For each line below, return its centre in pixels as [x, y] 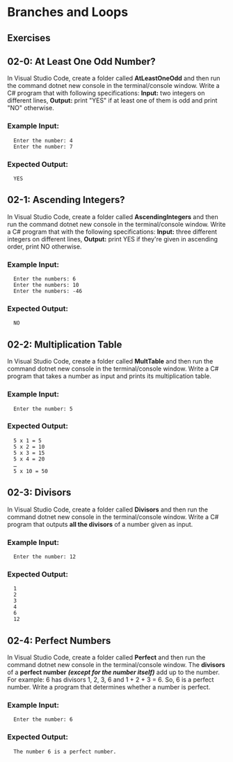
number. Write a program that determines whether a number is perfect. [109, 687]
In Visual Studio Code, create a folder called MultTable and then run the [110, 361]
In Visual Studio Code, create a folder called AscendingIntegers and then [113, 216]
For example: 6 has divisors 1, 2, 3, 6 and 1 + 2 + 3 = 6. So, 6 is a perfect [111, 680]
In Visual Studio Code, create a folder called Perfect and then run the [106, 657]
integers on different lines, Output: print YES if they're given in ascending [112, 239]
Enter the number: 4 [43, 140]
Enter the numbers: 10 [46, 285]
